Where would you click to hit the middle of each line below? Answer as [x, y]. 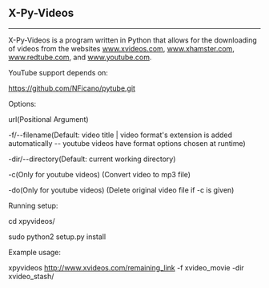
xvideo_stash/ [31, 276]
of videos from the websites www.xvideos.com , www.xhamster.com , [121, 48]
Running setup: [33, 205]
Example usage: [35, 252]
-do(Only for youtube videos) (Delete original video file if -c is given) [121, 190]
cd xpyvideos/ [32, 221]
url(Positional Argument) [49, 119]
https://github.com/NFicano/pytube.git [72, 88]
